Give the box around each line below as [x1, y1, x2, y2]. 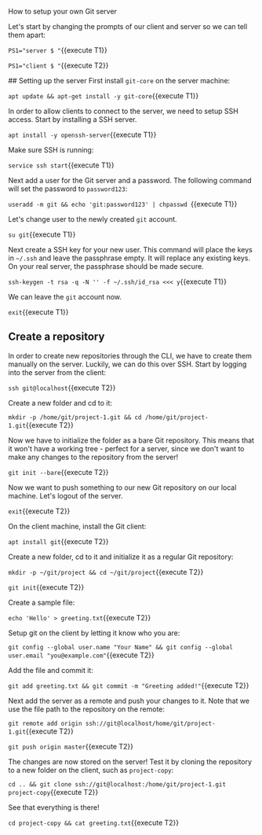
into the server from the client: [8, 367, 107, 377]
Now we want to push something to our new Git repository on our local [8, 483, 237, 492]
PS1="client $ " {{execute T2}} [8, 61, 109, 70]
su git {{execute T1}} [8, 230, 76, 239]
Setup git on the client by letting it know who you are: [8, 628, 180, 638]
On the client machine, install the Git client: [8, 521, 147, 531]
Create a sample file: [8, 598, 75, 607]
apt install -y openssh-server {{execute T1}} [8, 130, 157, 139]
